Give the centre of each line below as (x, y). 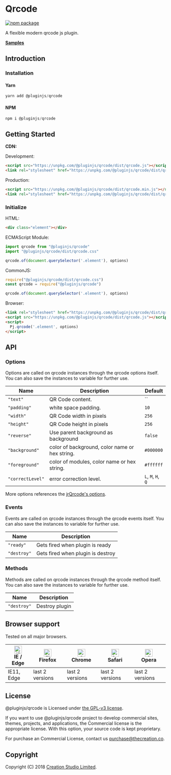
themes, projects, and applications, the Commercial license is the (74, 724)
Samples (15, 42)
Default (154, 391)
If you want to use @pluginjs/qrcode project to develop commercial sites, (82, 718)
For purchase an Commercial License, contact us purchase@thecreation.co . (85, 739)
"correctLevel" (26, 479)
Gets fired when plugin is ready (74, 545)
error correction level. (75, 479)
